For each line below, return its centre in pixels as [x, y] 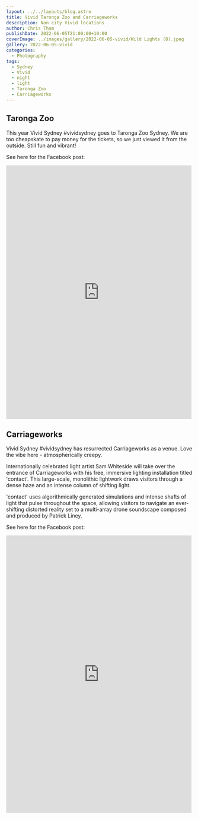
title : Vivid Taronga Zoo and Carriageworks [62, 17]
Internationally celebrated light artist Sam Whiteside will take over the [91, 466]
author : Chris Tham [30, 28]
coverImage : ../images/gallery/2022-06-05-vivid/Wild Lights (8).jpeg [95, 39]
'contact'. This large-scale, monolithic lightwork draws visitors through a [94, 479]
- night [21, 78]
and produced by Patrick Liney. [44, 516]
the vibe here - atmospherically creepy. [54, 455]
